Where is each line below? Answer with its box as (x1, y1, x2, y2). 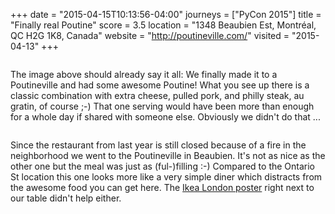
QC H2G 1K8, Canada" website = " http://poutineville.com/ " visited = (10, 30, 290, 41)
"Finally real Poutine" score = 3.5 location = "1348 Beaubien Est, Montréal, (10, 19, 317, 31)
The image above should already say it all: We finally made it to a (10, 69, 278, 80)
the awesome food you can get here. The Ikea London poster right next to (10, 182, 315, 193)
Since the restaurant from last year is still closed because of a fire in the (10, 139, 307, 151)
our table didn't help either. (10, 192, 122, 204)
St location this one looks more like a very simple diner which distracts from (10, 171, 323, 183)
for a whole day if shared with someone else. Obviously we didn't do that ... (10, 111, 321, 123)
